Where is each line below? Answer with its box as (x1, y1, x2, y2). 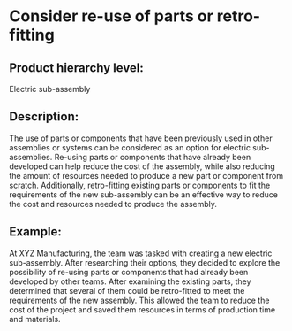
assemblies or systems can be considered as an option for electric (9, 142, 251, 152)
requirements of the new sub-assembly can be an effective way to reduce (9, 189, 278, 200)
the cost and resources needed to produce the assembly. (9, 198, 218, 209)
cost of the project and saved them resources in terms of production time (9, 304, 276, 315)
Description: (9, 109, 79, 125)
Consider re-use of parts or (9, 6, 213, 27)
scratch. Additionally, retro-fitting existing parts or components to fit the (9, 180, 271, 190)
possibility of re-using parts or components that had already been (9, 266, 249, 277)
